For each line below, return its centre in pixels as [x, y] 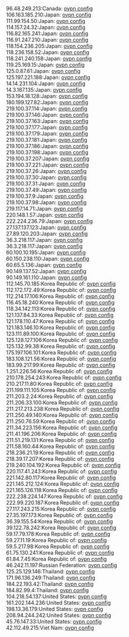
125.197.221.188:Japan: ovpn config [48, 77]
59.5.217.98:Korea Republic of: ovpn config [58, 546]
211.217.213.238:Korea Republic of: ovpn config [63, 409]
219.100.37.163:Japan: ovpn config [47, 121]
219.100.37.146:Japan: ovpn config [47, 115]
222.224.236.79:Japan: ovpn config [50, 221]
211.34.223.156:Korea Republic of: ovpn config [62, 427]
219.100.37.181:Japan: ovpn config [47, 140]
